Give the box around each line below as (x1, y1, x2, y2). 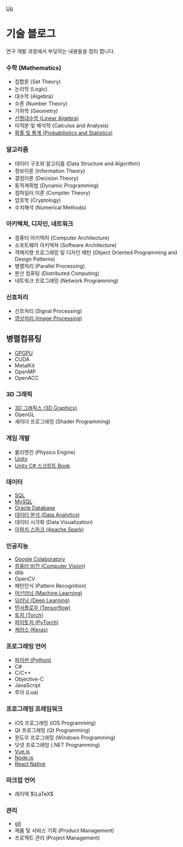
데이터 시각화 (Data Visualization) (14, 518, 94, 526)
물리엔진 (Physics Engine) (14, 448, 76, 455)
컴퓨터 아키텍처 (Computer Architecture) (14, 234, 110, 241)
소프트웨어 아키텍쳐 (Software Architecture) (14, 241, 117, 248)
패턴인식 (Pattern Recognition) (14, 582, 87, 589)
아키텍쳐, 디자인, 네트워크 (6, 220, 74, 228)
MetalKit (14, 362, 35, 369)
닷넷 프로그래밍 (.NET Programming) (14, 741, 101, 748)
